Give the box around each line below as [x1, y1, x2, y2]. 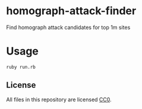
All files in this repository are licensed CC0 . [6, 96, 112, 103]
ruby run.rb [6, 64, 36, 70]
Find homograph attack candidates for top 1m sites [6, 24, 131, 31]
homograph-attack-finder [6, 4, 137, 18]
